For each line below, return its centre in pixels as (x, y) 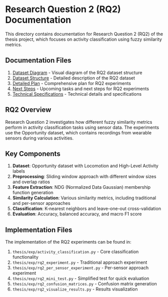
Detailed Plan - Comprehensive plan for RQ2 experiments (72, 83)
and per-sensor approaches (41, 203)
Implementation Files (39, 230)
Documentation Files (38, 61)
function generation (33, 193)
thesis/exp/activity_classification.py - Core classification (75, 252)
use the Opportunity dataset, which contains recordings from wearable (78, 132)
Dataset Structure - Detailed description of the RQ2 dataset (74, 78)
